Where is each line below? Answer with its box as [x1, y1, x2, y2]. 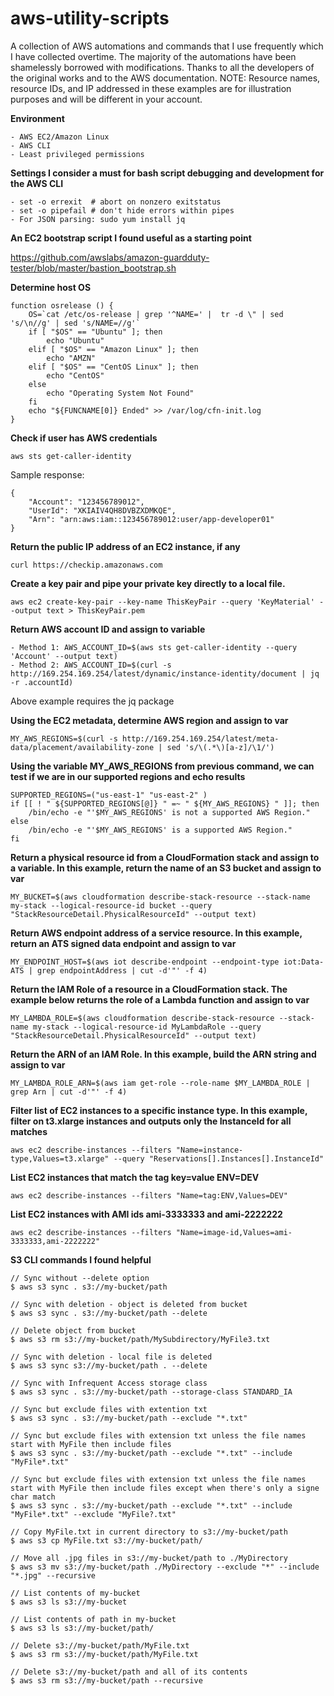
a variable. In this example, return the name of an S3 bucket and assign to [10, 862, 322, 874]
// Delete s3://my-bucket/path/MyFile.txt [10, 1640, 190, 1651]
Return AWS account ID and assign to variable [10, 623, 206, 635]
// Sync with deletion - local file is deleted [10, 1352, 213, 1362]
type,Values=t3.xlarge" [10, 1153, 110, 1164]
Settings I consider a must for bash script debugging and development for [10, 167, 325, 179]
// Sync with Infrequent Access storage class [10, 1378, 208, 1388]
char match [10, 1492, 56, 1502]
